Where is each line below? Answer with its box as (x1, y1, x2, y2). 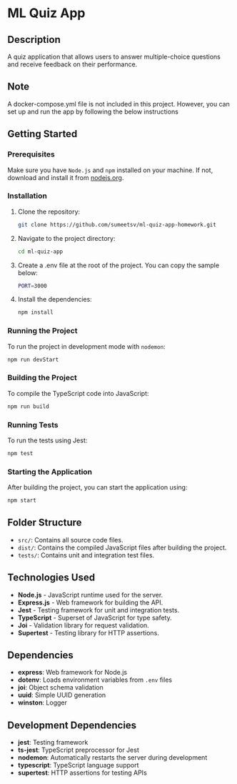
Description (7, 34, 61, 46)
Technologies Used (7, 572, 95, 584)
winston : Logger (17, 698, 68, 707)
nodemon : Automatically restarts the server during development (17, 753, 208, 762)
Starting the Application (7, 467, 93, 477)
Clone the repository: (17, 207, 81, 216)
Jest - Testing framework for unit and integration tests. (17, 605, 180, 614)
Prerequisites (7, 149, 55, 159)
